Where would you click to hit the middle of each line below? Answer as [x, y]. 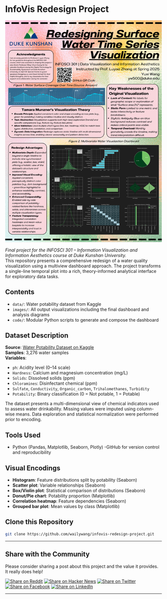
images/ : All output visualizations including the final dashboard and [81, 309]
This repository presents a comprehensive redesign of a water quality [77, 260]
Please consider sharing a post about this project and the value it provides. [82, 566]
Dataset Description [37, 335]
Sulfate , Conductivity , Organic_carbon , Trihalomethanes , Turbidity [81, 389]
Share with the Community [47, 555]
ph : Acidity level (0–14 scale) [41, 368]
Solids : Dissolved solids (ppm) [44, 378]
